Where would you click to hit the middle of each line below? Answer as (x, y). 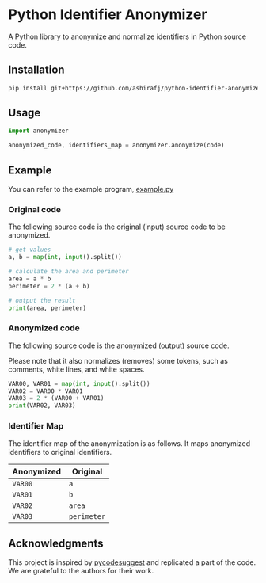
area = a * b (30, 279)
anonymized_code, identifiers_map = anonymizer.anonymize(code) (116, 145)
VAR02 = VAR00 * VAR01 (46, 391)
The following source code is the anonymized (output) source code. (119, 345)
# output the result (42, 300)
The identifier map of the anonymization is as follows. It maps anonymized (129, 443)
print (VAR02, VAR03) (42, 406)
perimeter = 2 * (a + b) (49, 286)
